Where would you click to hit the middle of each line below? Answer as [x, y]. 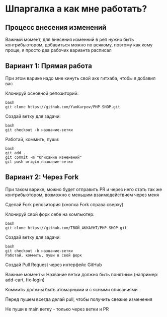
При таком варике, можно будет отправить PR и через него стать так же [84, 189]
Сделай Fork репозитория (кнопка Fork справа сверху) [64, 204]
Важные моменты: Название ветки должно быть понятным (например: [82, 274]
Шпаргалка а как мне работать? [76, 9]
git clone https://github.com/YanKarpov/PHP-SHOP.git [63, 107]
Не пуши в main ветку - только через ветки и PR [57, 309]
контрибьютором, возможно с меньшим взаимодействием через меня [82, 195]
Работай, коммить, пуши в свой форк [44, 255]
